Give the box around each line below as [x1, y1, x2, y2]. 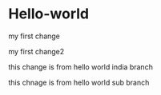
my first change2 [8, 46, 65, 56]
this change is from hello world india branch [8, 61, 154, 72]
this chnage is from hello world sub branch [8, 77, 150, 87]
